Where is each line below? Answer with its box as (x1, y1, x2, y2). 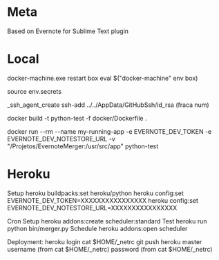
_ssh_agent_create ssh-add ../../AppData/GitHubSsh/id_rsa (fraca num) (7, 101, 209, 109)
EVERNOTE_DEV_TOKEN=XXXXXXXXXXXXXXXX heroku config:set (7, 196, 199, 204)
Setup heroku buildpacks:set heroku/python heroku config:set (7, 189, 184, 197)
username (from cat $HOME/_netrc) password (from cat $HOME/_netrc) (7, 245, 213, 253)
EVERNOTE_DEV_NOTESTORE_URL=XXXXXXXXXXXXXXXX (7, 203, 178, 212)
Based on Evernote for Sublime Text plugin (7, 27, 129, 35)
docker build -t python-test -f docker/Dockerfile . (7, 114, 147, 122)
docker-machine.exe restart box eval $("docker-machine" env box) (7, 74, 198, 82)
